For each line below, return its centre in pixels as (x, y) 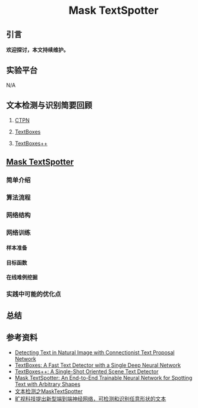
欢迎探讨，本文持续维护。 (37, 50)
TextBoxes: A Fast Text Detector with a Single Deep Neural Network (98, 365)
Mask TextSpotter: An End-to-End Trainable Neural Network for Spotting (103, 378)
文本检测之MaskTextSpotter (49, 391)
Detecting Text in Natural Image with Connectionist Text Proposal (95, 352)
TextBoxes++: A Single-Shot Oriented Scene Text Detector (87, 371)
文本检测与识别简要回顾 (49, 105)
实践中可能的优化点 (34, 294)
